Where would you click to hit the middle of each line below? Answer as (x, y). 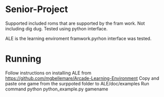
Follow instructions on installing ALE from (48, 73)
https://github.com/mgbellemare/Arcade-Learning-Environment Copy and (82, 78)
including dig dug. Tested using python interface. (56, 28)
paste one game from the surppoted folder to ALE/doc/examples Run (77, 83)
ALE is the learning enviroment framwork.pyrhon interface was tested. (78, 38)
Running (23, 59)
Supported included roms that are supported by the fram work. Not (75, 23)
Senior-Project (37, 9)
